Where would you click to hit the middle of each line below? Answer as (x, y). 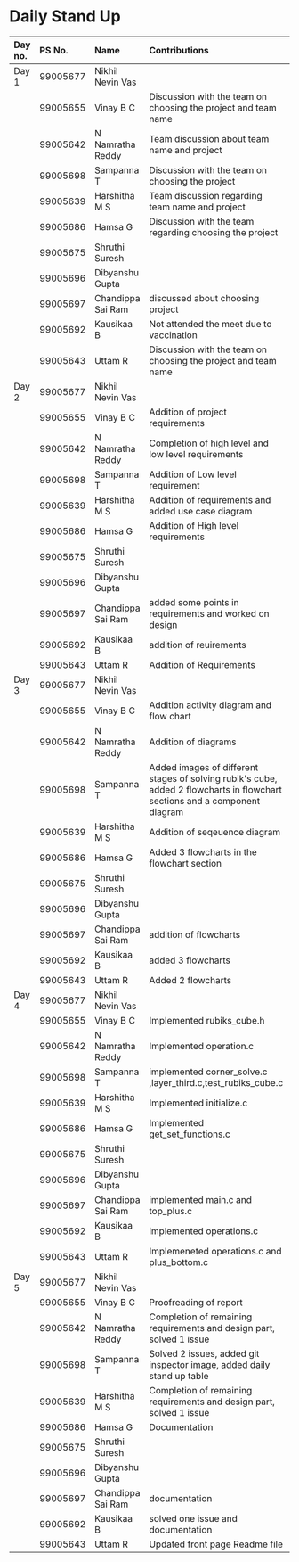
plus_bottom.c (179, 1262)
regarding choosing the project (214, 232)
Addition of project (188, 412)
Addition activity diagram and (210, 704)
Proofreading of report (196, 1302)
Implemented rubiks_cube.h (207, 1020)
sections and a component (205, 801)
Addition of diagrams (193, 742)
